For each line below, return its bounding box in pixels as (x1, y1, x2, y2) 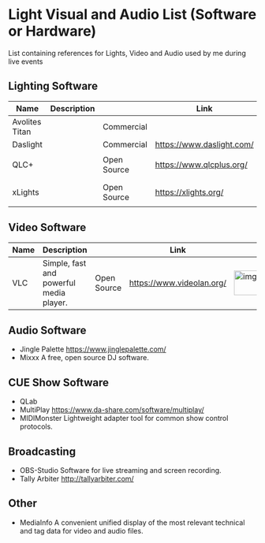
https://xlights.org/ (155, 187, 224, 198)
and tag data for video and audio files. (19, 526, 144, 535)
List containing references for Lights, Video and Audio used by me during (8, 48, 246, 58)
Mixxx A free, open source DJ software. (19, 353, 150, 363)
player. (42, 297, 69, 308)
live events (8, 57, 43, 66)
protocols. (19, 422, 53, 431)
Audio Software (8, 323, 87, 337)
